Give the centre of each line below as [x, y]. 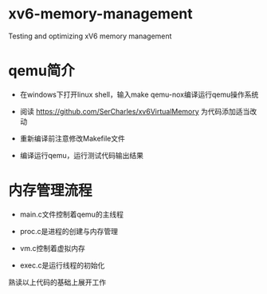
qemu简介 [42, 71]
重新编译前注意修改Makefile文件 [72, 138]
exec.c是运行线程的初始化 [62, 265]
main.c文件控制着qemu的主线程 [71, 214]
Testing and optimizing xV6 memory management [90, 36]
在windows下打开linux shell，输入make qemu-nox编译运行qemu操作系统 [139, 94]
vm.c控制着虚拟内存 [52, 248]
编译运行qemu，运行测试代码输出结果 [82, 155]
